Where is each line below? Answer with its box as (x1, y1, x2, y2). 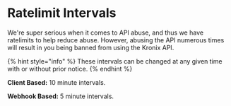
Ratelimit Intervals (7, 5, 117, 21)
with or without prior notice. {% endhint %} (7, 64, 133, 73)
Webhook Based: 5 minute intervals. (7, 92, 114, 100)
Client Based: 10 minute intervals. (7, 78, 106, 86)
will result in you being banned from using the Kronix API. (7, 43, 174, 52)
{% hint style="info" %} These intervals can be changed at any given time (7, 57, 223, 65)
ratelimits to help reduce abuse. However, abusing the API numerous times (7, 35, 225, 44)
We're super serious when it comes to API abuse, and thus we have (7, 28, 203, 37)
